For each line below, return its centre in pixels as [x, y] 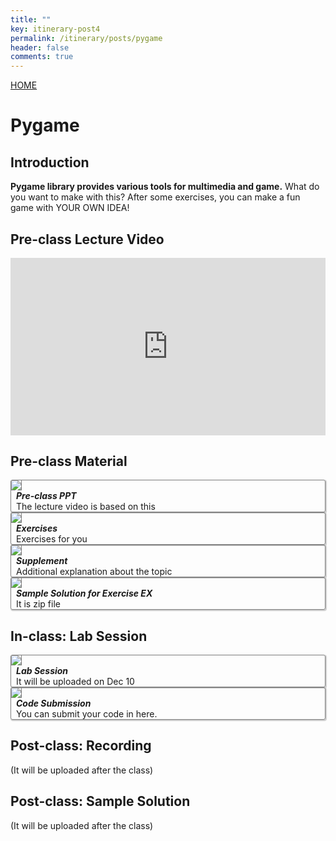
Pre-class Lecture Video [87, 239]
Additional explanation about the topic [94, 572]
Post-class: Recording [81, 746]
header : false [40, 47]
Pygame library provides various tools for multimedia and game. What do [165, 187]
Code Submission [54, 703]
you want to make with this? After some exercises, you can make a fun [155, 197]
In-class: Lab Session [79, 636]
